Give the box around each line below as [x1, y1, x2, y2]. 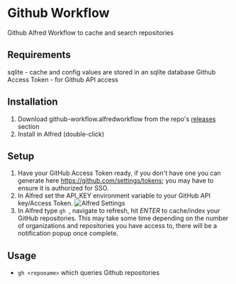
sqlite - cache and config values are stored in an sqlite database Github [7, 67, 216, 76]
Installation [7, 96, 58, 108]
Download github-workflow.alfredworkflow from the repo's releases [17, 115, 216, 123]
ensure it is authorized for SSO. [17, 184, 109, 193]
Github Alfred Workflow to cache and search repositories [7, 28, 174, 37]
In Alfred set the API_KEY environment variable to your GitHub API [17, 191, 211, 200]
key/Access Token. [17, 199, 73, 208]
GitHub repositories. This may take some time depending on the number [17, 214, 229, 222]
